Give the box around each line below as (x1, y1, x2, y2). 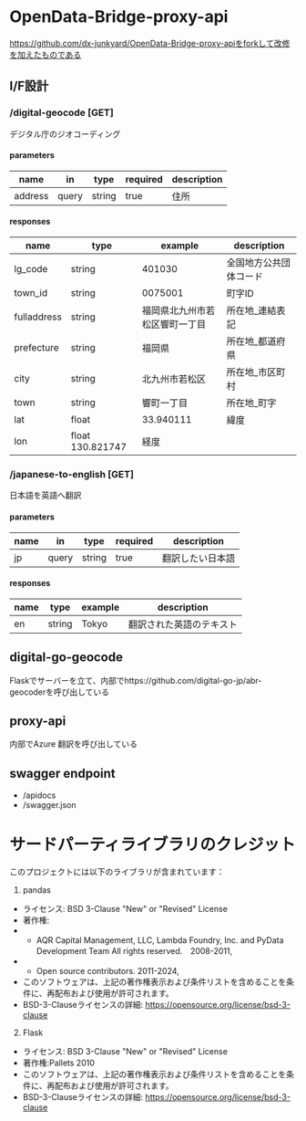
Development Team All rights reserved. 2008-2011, (36, 946, 233, 957)
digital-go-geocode (9, 650, 123, 665)
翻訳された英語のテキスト (127, 618, 239, 631)
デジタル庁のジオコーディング (9, 128, 121, 139)
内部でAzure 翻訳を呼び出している (9, 739, 138, 749)
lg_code (14, 263, 48, 276)
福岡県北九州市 (141, 304, 207, 317)
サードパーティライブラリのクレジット (9, 834, 296, 855)
